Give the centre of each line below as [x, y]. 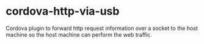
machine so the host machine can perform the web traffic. [79, 34]
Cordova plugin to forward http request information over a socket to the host [102, 28]
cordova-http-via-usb [63, 11]
